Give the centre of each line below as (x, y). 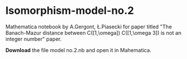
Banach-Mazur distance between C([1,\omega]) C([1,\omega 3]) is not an (93, 32)
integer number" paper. (34, 39)
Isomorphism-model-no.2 (70, 11)
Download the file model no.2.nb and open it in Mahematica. (78, 50)
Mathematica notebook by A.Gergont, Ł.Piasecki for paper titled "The (89, 27)
